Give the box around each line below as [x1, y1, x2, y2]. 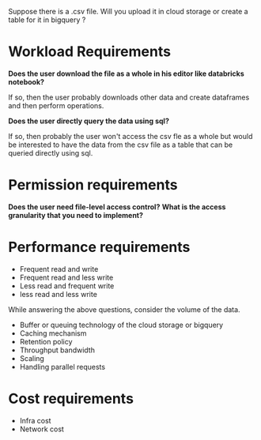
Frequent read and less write [19, 273, 114, 282]
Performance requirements [8, 239, 191, 256]
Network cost [19, 424, 65, 434]
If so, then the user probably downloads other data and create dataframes [8, 92, 250, 102]
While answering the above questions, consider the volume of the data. [8, 304, 240, 314]
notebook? [8, 77, 45, 86]
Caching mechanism [19, 328, 87, 338]
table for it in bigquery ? [8, 15, 86, 24]
